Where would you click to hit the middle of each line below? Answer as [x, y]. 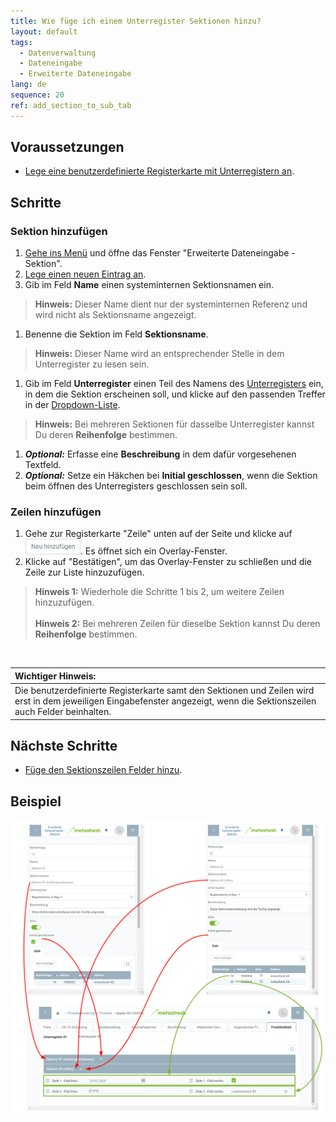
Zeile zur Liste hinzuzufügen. [84, 572]
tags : [21, 42]
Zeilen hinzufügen [56, 512]
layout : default [44, 31]
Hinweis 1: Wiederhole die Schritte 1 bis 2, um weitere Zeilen [159, 592]
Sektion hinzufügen [59, 231]
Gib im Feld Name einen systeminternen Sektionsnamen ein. [149, 285]
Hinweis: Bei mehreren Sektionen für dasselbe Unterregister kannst [174, 424]
